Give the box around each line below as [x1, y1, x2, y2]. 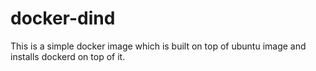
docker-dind [10, 7, 116, 30]
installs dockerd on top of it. [10, 50, 126, 62]
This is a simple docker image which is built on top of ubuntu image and [10, 40, 307, 52]
